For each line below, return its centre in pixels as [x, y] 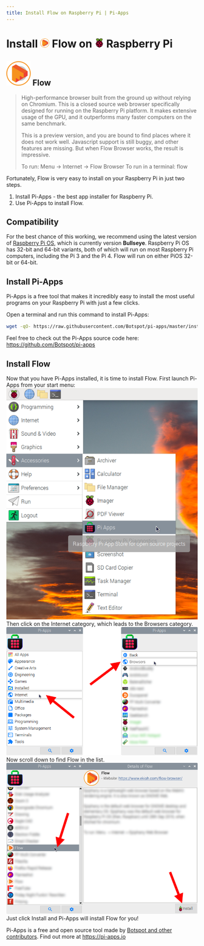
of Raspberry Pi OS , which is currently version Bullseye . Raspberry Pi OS [98, 243]
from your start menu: [48, 385]
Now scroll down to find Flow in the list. [56, 760]
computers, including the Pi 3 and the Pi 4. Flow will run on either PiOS [94, 256]
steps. [14, 184]
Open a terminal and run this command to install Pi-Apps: [78, 315]
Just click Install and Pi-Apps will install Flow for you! [73, 918]
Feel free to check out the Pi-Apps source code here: [73, 338]
